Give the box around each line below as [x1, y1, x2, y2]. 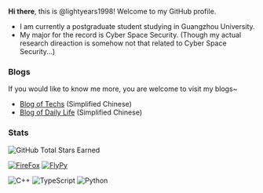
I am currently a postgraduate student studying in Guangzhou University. [19, 22, 255, 31]
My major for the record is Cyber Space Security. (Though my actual [19, 31, 242, 39]
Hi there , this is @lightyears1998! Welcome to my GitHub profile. [8, 7, 217, 16]
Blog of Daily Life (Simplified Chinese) [19, 107, 143, 117]
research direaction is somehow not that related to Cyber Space [19, 38, 227, 48]
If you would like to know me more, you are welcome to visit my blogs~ [8, 84, 238, 93]
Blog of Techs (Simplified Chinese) [19, 100, 132, 109]
